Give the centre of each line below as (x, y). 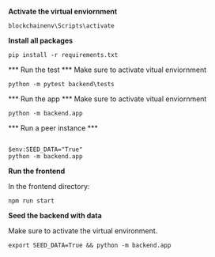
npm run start (32, 201)
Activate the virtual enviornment (63, 11)
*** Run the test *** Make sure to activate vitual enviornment (107, 70)
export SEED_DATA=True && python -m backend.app (90, 245)
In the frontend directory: (49, 186)
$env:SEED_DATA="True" (45, 149)
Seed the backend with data (55, 215)
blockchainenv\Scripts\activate (61, 26)
